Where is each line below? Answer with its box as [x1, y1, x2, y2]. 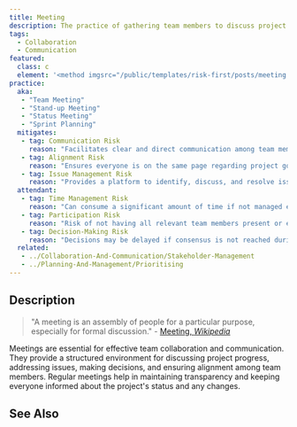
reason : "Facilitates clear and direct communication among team [28, 144, 275, 153]
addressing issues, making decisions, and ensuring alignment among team [9, 361, 281, 372]
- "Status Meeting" [20, 112, 93, 120]
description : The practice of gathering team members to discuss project [9, 21, 287, 30]
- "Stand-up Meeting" [20, 104, 101, 113]
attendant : [17, 186, 57, 195]
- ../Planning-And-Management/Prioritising [20, 260, 184, 269]
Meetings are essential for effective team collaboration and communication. [9, 343, 285, 353]
